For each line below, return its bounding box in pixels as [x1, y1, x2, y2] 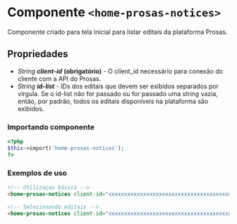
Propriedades [7, 48, 68, 60]
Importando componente [7, 122, 95, 131]
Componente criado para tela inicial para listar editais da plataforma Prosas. [7, 28, 228, 36]
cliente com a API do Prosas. [17, 74, 102, 83]
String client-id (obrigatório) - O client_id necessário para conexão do [17, 66, 224, 75]
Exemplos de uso [7, 167, 67, 177]
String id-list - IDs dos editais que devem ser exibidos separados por [17, 82, 219, 90]
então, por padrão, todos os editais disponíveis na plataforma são [17, 97, 209, 105]
